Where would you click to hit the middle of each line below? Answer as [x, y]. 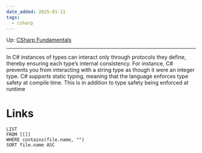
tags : [13, 17]
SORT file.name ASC [31, 145]
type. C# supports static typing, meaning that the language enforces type [97, 76]
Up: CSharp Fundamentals [39, 40]
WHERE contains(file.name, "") [45, 140]
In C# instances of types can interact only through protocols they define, [96, 57]
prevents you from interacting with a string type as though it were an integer [101, 70]
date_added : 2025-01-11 [36, 12]
